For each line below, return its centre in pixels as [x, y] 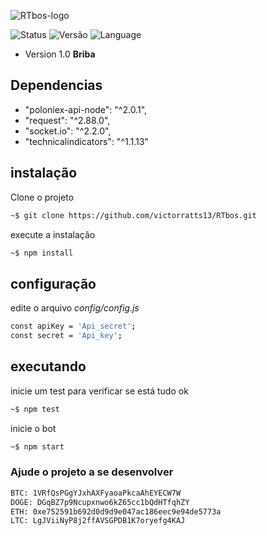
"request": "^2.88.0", [67, 120]
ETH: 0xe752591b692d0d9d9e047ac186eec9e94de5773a [116, 511]
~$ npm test [35, 409]
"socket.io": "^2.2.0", [68, 131]
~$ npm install [42, 253]
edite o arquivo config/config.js [75, 308]
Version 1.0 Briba [60, 54]
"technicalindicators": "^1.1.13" [86, 141]
